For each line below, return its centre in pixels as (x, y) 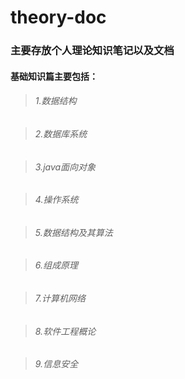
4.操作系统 (56, 200)
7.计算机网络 (60, 298)
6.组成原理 (56, 265)
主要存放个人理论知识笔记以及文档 (92, 51)
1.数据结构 (55, 101)
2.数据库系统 (61, 133)
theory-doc (58, 17)
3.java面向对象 (65, 167)
